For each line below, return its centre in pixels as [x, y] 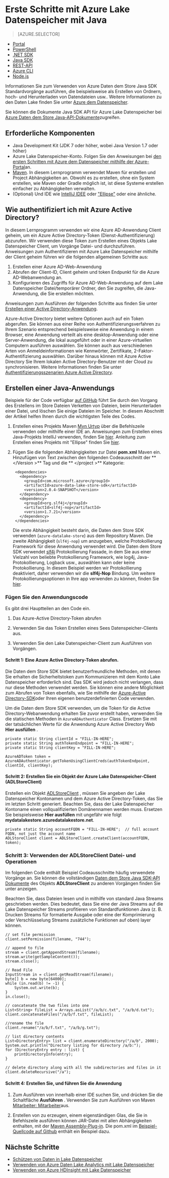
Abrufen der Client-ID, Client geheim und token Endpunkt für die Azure [86, 272]
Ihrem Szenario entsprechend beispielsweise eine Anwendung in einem [79, 329]
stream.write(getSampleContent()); [43, 957]
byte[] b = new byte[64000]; [36, 979]
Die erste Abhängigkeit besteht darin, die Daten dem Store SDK [78, 531]
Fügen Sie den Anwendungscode [47, 597]
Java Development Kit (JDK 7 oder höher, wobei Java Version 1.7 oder [85, 145]
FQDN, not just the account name [40, 834]
